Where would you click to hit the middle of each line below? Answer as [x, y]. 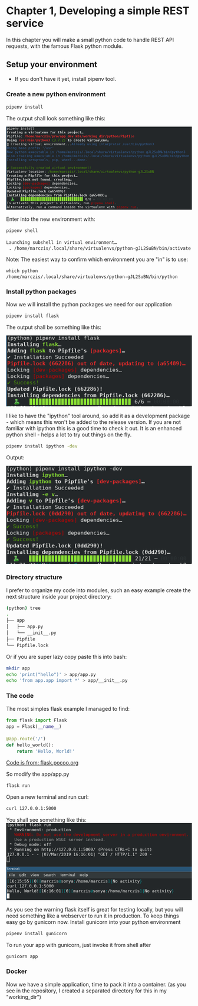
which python [22, 271]
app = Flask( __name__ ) [34, 726]
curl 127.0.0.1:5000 [32, 808]
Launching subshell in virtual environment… [62, 242]
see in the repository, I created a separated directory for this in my [86, 991]
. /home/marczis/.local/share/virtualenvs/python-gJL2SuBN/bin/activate [100, 248]
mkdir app [18, 668]
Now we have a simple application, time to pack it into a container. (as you [96, 984]
